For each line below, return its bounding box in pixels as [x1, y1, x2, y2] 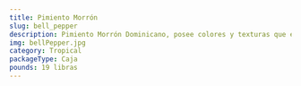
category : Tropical [9, 47, 82, 56]
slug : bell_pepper [9, 21, 78, 30]
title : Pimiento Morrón [9, 13, 99, 22]
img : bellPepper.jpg [9, 38, 87, 47]
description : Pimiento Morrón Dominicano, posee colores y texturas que [9, 30, 287, 39]
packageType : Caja [9, 55, 78, 64]
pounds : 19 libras [9, 64, 78, 73]
